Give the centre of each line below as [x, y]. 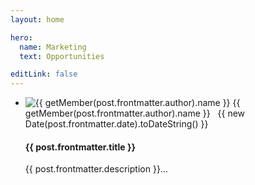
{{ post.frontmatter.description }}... [96, 169]
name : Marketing [53, 47]
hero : [21, 37]
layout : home [37, 19]
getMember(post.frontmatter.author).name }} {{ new [135, 113]
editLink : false [44, 74]
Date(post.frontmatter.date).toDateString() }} [116, 124]
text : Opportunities [62, 56]
